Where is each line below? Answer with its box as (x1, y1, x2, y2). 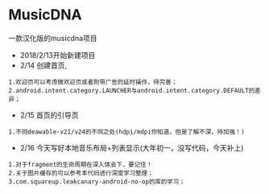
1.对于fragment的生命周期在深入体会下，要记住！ (8, 160, 153, 168)
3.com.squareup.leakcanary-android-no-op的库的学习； (8, 177, 185, 186)
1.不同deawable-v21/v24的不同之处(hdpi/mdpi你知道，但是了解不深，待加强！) (8, 127, 246, 136)
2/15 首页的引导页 (19, 110, 79, 120)
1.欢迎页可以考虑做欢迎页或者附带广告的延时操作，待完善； (8, 78, 178, 86)
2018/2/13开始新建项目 (19, 50, 96, 60)
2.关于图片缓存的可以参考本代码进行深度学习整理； (8, 169, 154, 177)
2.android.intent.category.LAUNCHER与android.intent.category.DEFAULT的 (8, 86, 255, 94)
